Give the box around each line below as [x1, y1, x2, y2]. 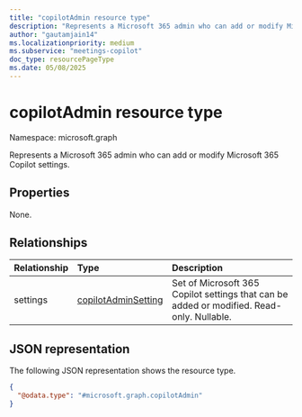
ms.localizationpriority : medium [9, 38, 135, 48]
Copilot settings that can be [172, 288, 289, 301]
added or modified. [172, 299, 253, 312]
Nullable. [194, 311, 232, 323]
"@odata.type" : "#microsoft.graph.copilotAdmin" [17, 391, 203, 401]
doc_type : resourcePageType [9, 55, 115, 64]
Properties [9, 186, 70, 201]
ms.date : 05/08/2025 [9, 64, 87, 73]
